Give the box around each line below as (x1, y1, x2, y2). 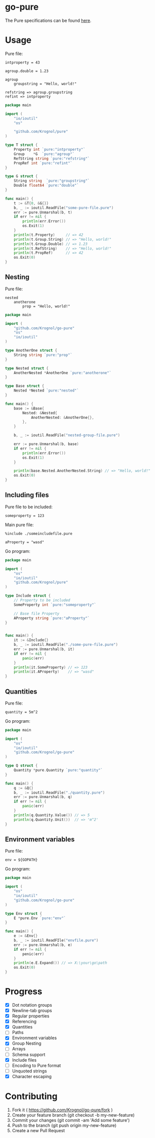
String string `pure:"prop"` (14, 352, 73, 357)
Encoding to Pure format (12, 1062, 62, 1068)
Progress (5, 986, 43, 997)
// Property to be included (14, 598, 70, 603)
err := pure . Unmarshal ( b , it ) (14, 647, 75, 652)
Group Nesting (12, 1040, 42, 1047)
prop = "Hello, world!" (22, 303, 70, 309)
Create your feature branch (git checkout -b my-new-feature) (12, 1112, 135, 1118)
